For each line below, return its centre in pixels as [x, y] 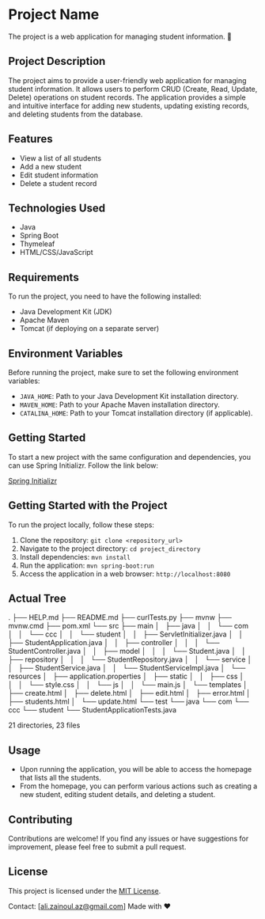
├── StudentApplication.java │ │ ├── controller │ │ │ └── [114, 643]
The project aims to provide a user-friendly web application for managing [127, 80]
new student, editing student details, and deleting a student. [117, 795]
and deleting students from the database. [76, 114]
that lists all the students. [60, 778]
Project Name [54, 15]
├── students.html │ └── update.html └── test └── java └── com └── [129, 701]
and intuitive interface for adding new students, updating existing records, [129, 105]
